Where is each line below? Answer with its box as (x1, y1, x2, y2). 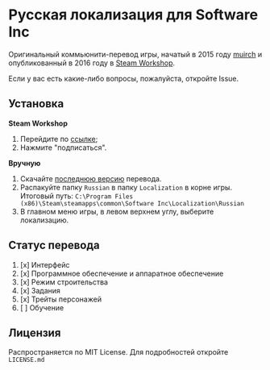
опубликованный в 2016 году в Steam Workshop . (8, 58, 176, 68)
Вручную (8, 158, 41, 168)
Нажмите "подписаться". (19, 143, 107, 152)
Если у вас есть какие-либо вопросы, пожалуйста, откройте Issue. (8, 73, 239, 83)
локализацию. (19, 215, 69, 225)
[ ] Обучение (19, 302, 64, 312)
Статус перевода (8, 239, 100, 252)
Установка (8, 97, 64, 110)
